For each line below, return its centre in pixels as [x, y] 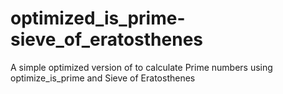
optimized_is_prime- [98, 18]
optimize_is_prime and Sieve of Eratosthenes [103, 78]
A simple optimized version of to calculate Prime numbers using [141, 67]
